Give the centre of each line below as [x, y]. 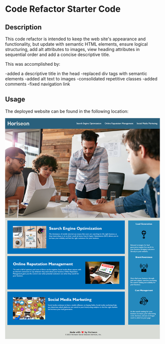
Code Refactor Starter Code [63, 9]
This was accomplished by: [33, 64]
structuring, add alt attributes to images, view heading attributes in [72, 49]
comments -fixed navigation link [38, 84]
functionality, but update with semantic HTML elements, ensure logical [77, 44]
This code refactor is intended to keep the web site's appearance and [75, 39]
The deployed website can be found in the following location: [67, 111]
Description [23, 27]
